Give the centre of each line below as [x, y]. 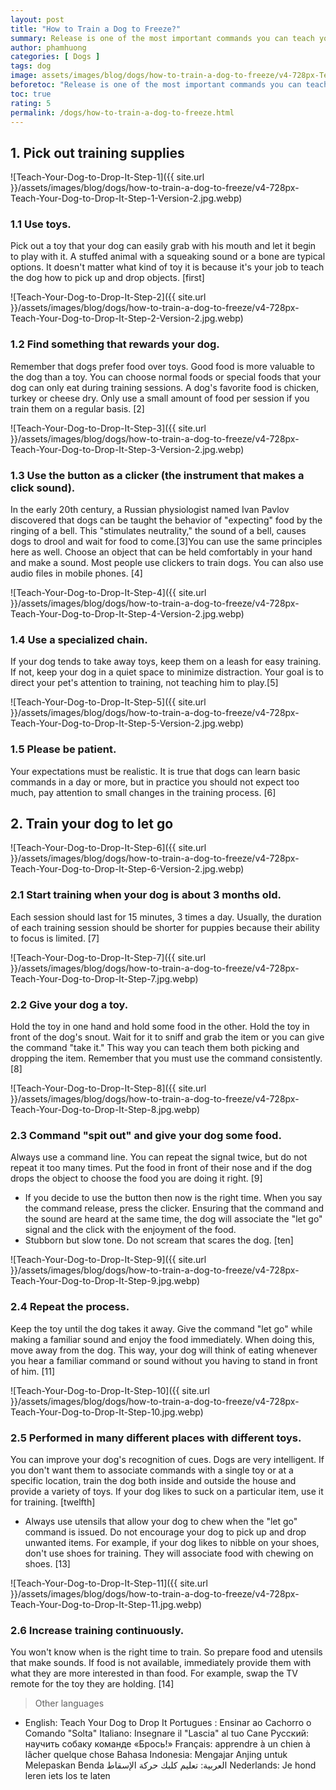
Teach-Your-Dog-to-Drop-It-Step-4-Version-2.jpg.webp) [127, 614]
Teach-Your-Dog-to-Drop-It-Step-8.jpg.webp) [105, 1110]
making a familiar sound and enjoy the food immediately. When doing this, [162, 1339]
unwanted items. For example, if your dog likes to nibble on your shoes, [172, 1542]
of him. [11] [33, 1371]
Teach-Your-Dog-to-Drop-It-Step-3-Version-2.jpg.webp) [127, 449]
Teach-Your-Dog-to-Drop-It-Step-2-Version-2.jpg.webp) [127, 318]
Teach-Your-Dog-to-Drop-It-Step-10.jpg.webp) [107, 1412]
